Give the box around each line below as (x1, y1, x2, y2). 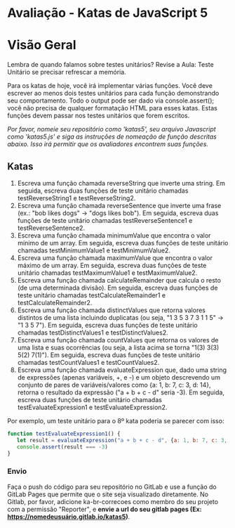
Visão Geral (7, 37, 76, 53)
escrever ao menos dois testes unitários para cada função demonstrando (7, 89, 220, 98)
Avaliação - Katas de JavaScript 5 (7, 5, 208, 21)
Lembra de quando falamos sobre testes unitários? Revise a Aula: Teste (7, 60, 214, 69)
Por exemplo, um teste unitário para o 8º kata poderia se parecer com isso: (7, 416, 224, 425)
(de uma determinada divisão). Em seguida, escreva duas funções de (17, 283, 218, 292)
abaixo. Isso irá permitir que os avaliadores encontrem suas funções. (7, 140, 209, 148)
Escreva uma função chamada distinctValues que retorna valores (17, 306, 206, 314)
